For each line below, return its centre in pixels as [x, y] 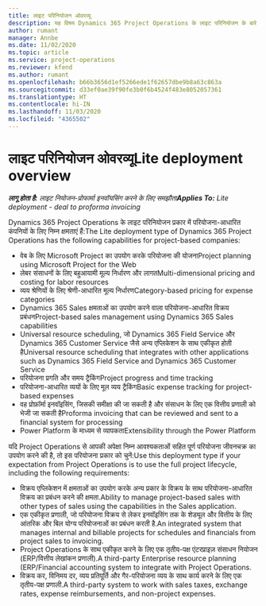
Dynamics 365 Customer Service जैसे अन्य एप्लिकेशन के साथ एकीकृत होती [126, 343]
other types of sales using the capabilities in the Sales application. [128, 506]
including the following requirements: [69, 472]
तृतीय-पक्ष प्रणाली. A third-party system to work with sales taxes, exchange [133, 585]
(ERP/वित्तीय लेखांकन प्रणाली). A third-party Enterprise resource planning [128, 558]
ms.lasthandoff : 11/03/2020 [55, 112]
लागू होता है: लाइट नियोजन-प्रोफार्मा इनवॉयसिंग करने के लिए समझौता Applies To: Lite [118, 198]
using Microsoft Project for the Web [78, 264]
